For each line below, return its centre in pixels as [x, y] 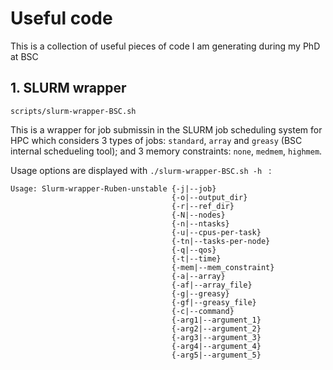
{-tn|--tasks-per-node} [221, 241]
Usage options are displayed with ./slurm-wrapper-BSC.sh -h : [141, 170]
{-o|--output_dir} [209, 197]
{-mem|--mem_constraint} [223, 267]
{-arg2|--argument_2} [216, 328]
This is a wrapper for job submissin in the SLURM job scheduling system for [166, 129]
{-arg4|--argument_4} [216, 346]
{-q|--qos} [194, 250]
